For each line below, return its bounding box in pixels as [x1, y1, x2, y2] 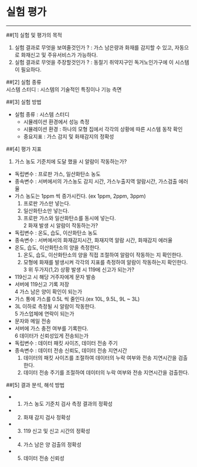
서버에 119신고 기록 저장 [14, 281, 69, 288]
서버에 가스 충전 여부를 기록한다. [14, 325, 89, 332]
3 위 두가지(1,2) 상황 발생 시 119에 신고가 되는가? [23, 266, 135, 273]
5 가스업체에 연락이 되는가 [14, 310, 74, 317]
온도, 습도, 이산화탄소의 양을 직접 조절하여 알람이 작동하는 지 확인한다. [23, 251, 183, 258]
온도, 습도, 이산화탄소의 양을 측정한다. [14, 243, 101, 251]
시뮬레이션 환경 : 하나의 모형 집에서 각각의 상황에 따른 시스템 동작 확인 [23, 125, 183, 132]
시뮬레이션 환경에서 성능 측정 [23, 118, 90, 125]
